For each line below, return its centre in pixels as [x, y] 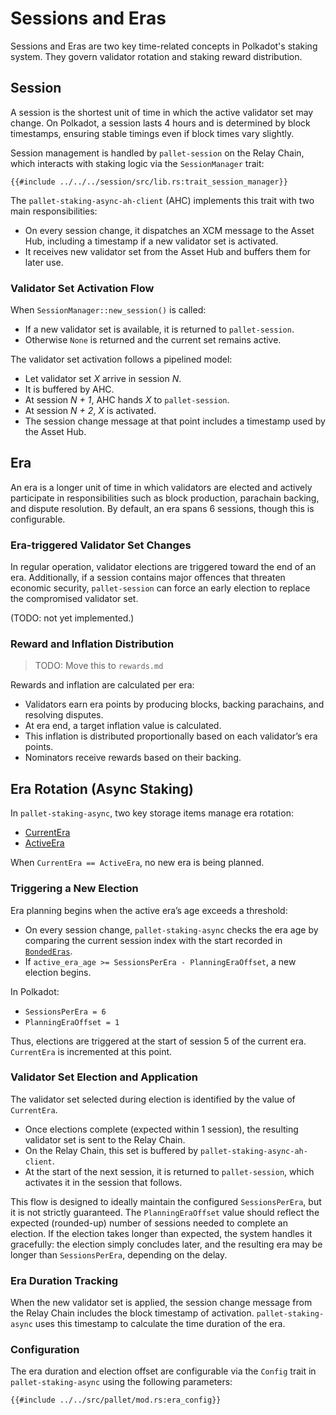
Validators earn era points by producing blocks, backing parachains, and [174, 704]
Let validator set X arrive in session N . [103, 379]
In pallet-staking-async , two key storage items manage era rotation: [152, 813]
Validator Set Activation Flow [82, 288]
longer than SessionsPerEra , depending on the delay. [119, 1254]
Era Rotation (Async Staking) [102, 788]
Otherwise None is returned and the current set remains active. [153, 340]
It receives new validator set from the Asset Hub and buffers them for [168, 251]
